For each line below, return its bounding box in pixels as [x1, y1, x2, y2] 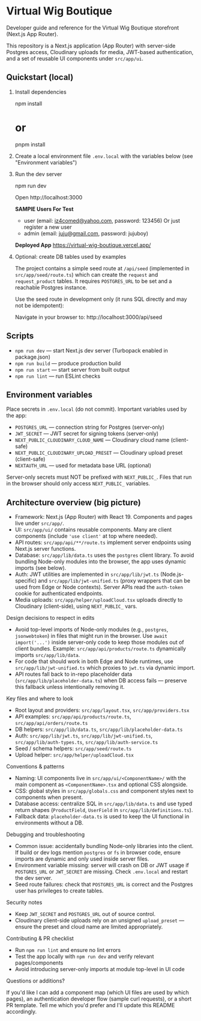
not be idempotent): [14, 301, 64, 309]
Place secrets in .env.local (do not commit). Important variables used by [6, 405, 187, 413]
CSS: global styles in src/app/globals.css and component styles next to [14, 787, 194, 795]
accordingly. [6, 1008, 37, 1016]
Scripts [6, 331, 34, 341]
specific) [14, 577, 37, 584]
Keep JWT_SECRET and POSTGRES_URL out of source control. [14, 910, 156, 918]
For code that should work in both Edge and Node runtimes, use [14, 658, 174, 665]
